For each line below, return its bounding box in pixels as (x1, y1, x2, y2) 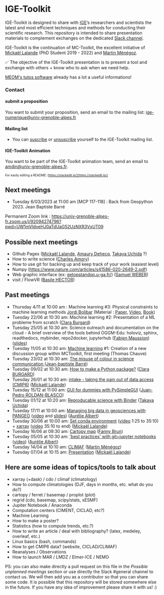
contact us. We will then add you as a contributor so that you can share (5, 574, 148, 579)
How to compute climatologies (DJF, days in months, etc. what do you (12, 481, 153, 487)
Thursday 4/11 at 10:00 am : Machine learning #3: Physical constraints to (12, 304, 158, 309)
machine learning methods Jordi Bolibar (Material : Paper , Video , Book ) (12, 309, 155, 315)
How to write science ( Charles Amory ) (12, 256, 89, 262)
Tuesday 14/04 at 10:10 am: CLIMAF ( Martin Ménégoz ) (12, 444, 122, 450)
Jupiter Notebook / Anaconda (12, 502, 72, 508)
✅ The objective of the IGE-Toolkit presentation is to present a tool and (5, 59, 147, 65)
